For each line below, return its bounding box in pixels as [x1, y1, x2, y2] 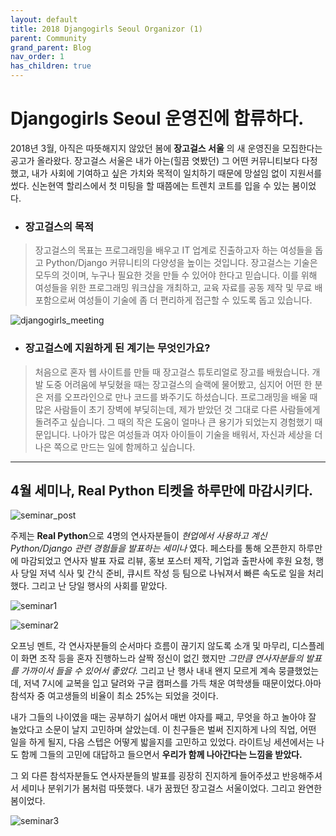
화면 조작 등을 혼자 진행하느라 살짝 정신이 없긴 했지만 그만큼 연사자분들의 [20, 652, 304, 665]
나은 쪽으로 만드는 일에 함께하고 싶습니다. [34, 441, 196, 453]
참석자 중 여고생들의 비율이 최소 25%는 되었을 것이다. [10, 690, 219, 702]
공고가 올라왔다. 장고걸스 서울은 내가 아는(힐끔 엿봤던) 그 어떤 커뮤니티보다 [10, 154, 300, 166]
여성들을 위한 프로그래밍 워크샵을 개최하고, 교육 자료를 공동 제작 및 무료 [34, 282, 313, 294]
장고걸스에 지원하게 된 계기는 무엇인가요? [24, 341, 211, 355]
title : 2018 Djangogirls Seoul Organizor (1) [10, 24, 203, 34]
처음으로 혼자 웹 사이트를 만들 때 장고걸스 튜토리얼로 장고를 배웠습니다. [34, 366, 310, 378]
